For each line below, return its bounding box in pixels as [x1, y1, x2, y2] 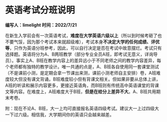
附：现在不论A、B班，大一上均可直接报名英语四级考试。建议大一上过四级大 [5, 105, 159, 111]
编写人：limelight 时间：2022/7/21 [5, 22, 77, 28]
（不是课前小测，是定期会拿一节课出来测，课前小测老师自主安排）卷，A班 [5, 70, 157, 76]
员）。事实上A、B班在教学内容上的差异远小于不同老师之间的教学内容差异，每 [5, 57, 162, 63]
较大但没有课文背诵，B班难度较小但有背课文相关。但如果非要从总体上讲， [9, 76, 161, 82]
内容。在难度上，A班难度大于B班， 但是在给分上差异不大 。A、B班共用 [13, 88, 157, 95]
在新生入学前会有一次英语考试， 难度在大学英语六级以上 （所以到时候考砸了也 [5, 32, 162, 38]
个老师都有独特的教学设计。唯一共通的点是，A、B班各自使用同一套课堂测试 [5, 63, 159, 70]
